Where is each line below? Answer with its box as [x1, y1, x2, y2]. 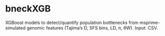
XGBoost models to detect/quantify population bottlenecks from [5, 19, 139, 25]
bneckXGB [5, 3, 51, 14]
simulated [5, 24, 26, 30]
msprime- [139, 19, 160, 25]
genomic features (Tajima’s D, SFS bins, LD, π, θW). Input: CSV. [26, 24, 158, 30]
